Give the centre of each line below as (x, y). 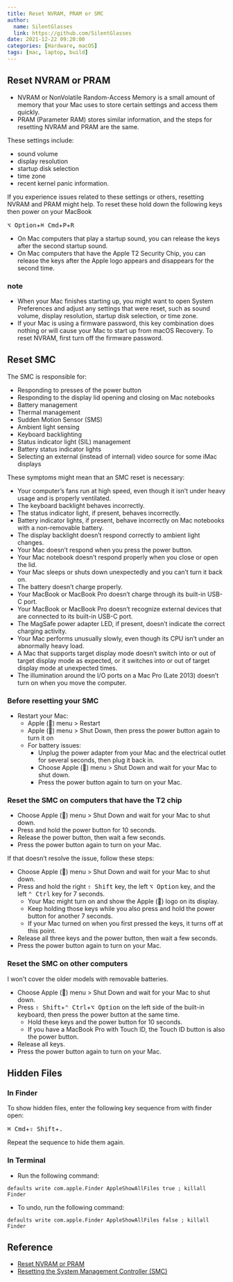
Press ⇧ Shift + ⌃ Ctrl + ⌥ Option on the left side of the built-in (111, 1007)
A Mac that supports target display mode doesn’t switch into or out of (116, 653)
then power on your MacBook (50, 211)
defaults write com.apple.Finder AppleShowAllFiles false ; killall (108, 1220)
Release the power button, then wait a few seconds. (92, 837)
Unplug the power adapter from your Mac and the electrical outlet (132, 753)
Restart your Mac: (43, 716)
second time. (36, 268)
